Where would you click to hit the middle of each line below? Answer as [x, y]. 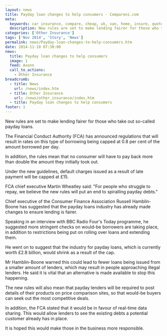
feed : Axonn [22, 65]
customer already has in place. [37, 319]
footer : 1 [15, 107]
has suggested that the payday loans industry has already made [85, 207]
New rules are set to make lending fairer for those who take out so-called [80, 121]
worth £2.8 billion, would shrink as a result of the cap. [60, 252]
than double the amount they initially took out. [52, 162]
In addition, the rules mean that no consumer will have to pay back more [79, 157]
